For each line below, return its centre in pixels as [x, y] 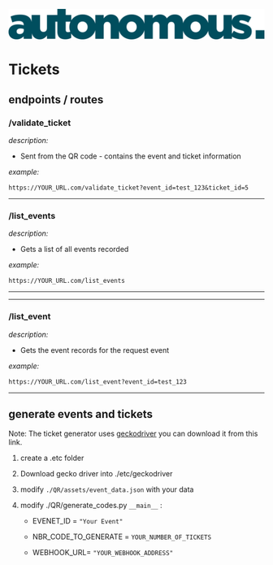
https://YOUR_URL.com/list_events [67, 281]
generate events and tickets [80, 414]
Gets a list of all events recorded [74, 250]
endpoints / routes [56, 100]
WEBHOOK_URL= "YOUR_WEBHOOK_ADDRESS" [103, 553]
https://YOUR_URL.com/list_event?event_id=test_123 [97, 382]
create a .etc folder [52, 458]
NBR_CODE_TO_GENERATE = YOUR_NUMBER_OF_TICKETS [122, 537]
